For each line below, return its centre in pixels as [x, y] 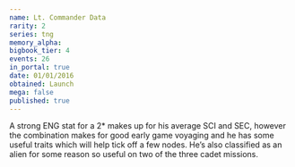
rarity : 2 [28, 26]
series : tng [31, 34]
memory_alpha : [36, 42]
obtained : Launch [42, 84]
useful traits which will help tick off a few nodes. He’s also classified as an [146, 145]
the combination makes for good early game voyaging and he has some [142, 136]
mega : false [31, 92]
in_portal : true [39, 68]
